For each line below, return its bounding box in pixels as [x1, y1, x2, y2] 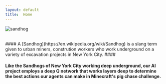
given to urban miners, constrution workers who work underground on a [5, 46, 154, 52]
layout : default [5, 7, 39, 12]
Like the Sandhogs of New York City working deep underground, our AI [5, 63, 156, 69]
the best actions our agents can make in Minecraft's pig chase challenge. [5, 73, 161, 79]
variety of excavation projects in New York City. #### [5, 51, 116, 57]
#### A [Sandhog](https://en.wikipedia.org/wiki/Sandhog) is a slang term [5, 40, 157, 46]
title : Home [5, 12, 33, 17]
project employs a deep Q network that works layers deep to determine [5, 68, 157, 74]
